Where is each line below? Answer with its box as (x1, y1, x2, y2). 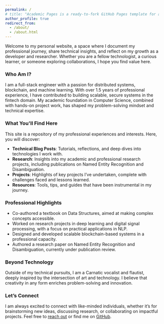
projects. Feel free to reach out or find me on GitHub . (5, 314, 112, 320)
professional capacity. (12, 236, 57, 242)
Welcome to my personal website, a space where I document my (5, 43, 135, 49)
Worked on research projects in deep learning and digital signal (12, 220, 140, 227)
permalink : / (5, 7, 32, 12)
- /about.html (9, 30, 38, 35)
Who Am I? (5, 71, 32, 77)
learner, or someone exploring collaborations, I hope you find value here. (5, 59, 151, 64)
